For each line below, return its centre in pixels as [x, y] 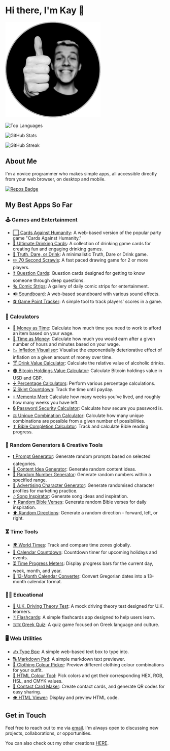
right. [18, 518]
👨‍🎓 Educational [24, 595]
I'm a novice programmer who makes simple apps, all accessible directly [81, 173]
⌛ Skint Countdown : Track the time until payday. [63, 389]
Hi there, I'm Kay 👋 [45, 10]
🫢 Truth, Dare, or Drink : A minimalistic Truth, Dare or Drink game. [80, 254]
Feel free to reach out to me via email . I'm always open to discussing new [82, 728]
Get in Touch [26, 716]
